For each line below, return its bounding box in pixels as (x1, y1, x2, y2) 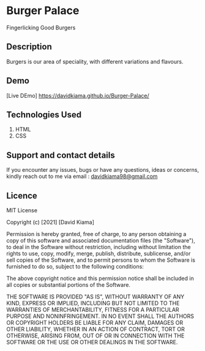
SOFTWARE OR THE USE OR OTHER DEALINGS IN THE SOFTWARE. (6, 339, 178, 345)
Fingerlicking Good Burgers (6, 24, 76, 31)
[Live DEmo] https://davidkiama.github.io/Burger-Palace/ (6, 92, 150, 99)
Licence (6, 190, 38, 201)
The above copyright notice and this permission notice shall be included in (6, 275, 194, 282)
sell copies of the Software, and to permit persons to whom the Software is (6, 256, 196, 264)
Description (6, 42, 52, 52)
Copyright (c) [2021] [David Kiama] (6, 218, 95, 226)
